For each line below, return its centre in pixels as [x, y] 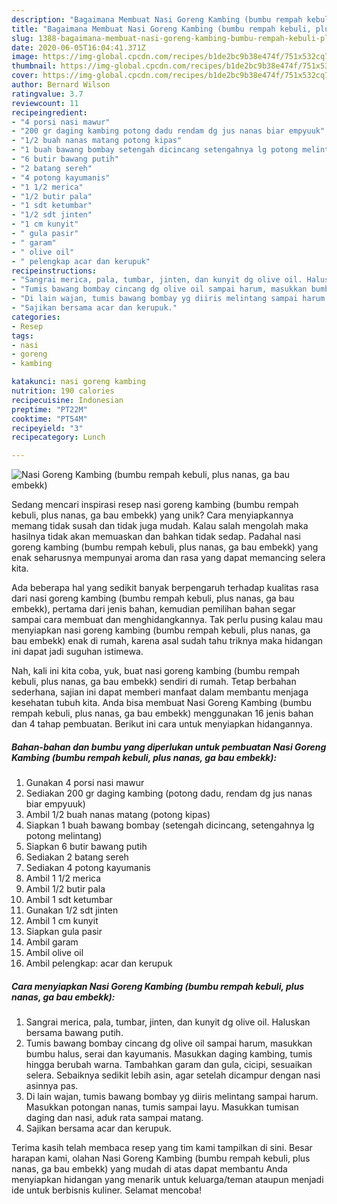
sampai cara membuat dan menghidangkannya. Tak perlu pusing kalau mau [167, 620]
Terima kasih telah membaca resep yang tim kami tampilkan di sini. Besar [162, 1148]
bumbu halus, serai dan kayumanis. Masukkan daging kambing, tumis [169, 1054]
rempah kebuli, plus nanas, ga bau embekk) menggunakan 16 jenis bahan [162, 713]
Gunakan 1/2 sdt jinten [72, 910]
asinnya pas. [52, 1086]
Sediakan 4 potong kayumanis [88, 868]
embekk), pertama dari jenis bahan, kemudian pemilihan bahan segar [153, 609]
